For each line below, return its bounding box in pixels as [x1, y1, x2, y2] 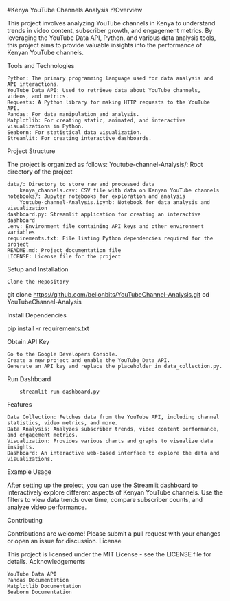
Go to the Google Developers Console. [7, 351, 118, 358]
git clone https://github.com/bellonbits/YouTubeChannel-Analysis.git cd [7, 291, 209, 298]
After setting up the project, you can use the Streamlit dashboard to [7, 481, 198, 489]
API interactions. [7, 81, 60, 88]
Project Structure [7, 147, 56, 155]
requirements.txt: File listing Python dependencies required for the [7, 235, 214, 242]
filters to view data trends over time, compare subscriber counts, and [7, 496, 203, 503]
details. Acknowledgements [7, 558, 86, 565]
